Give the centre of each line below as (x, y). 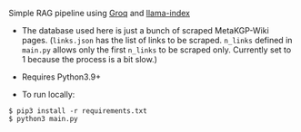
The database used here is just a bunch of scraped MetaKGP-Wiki (145, 30)
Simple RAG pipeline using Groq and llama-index (99, 13)
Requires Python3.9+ (61, 77)
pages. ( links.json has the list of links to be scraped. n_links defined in (157, 40)
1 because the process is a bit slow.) (90, 59)
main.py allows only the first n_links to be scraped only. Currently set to (156, 50)
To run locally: (48, 94)
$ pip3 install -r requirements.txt (78, 111)
